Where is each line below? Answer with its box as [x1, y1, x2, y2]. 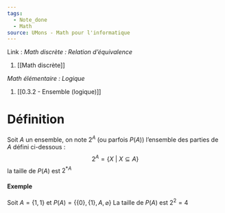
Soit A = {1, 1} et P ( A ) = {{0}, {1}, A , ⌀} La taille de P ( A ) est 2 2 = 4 [7, 197, 189, 207]
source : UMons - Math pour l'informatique [7, 29, 130, 36]
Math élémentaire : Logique [7, 75, 85, 83]
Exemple [7, 182, 33, 190]
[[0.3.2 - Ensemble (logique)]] [16, 88, 102, 96]
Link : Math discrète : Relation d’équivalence [7, 48, 132, 56]
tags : [7, 10, 23, 17]
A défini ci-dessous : [7, 142, 66, 151]
